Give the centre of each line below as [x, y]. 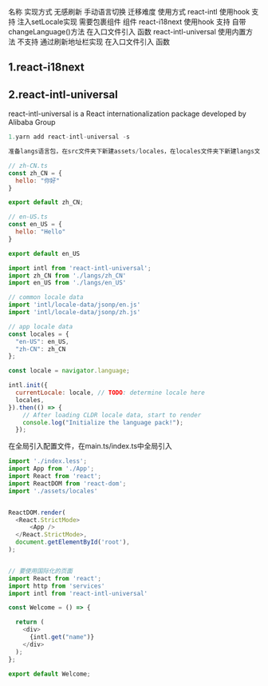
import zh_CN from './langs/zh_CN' [67, 275]
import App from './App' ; [51, 469]
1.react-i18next [47, 68]
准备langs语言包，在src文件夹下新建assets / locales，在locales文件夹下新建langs [132, 152]
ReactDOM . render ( [37, 513]
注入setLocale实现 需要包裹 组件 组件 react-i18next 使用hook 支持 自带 [132, 22]
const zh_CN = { [35, 173]
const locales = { [39, 334]
